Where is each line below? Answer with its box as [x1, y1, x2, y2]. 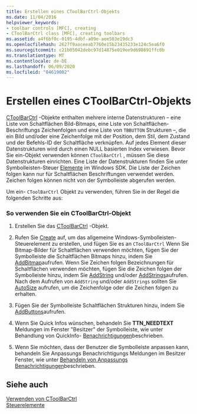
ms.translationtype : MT [6, 53, 65, 58]
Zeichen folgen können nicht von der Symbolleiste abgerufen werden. [6, 177, 176, 184]
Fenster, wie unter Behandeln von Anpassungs [14, 356, 128, 363]
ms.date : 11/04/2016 [6, 14, 57, 20]
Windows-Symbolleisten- [114, 234, 177, 241]
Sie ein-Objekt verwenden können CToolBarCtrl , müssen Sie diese [6, 152, 169, 159]
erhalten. [14, 291, 37, 298]
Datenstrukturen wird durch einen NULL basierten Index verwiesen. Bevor [6, 145, 186, 152]
